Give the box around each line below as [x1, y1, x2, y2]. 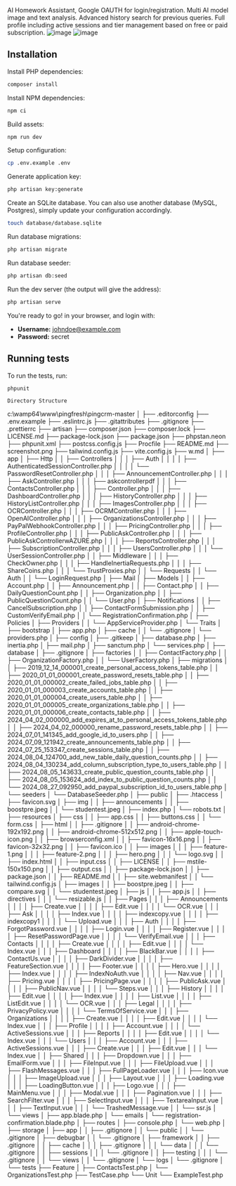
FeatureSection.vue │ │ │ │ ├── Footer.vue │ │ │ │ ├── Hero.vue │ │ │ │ [7, 961, 221, 970]
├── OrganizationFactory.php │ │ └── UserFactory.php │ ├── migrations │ [7, 656, 228, 664]
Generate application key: [7, 172, 82, 181]
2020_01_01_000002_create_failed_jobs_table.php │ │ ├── [7, 678, 178, 687]
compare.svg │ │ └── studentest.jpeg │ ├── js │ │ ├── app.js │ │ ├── [7, 887, 216, 895]
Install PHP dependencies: [7, 67, 84, 76]
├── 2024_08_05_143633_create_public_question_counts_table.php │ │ [7, 767, 216, 776]
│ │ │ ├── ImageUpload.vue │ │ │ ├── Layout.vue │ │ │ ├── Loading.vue [7, 1074, 225, 1082]
